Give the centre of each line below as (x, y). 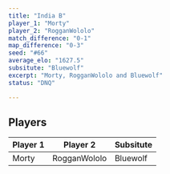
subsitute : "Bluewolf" (46, 68)
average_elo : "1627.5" (46, 61)
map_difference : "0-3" (46, 46)
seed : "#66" (28, 53)
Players (28, 122)
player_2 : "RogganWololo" (51, 30)
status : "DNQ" (32, 83)
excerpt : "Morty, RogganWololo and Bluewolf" (85, 75)
